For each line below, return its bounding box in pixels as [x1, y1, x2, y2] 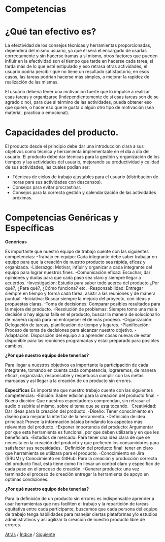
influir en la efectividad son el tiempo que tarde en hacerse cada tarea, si [5, 58, 154, 64]
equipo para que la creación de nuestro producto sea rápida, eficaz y [5, 259, 146, 265]
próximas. [12, 195, 33, 201]
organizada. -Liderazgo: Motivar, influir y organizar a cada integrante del [5, 264, 153, 270]
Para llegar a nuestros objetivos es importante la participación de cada [5, 362, 149, 368]
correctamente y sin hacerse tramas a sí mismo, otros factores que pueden [5, 53, 158, 59]
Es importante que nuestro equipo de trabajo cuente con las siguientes [5, 248, 149, 254]
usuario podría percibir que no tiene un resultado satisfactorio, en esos [5, 69, 149, 75]
